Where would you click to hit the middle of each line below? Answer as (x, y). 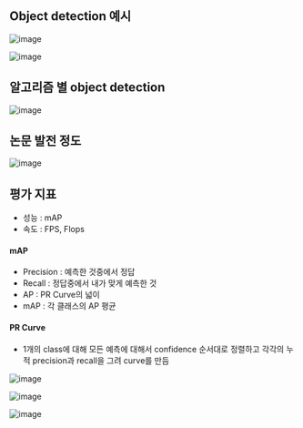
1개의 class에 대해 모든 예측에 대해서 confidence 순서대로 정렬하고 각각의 (153, 349)
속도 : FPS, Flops (53, 229)
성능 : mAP (42, 218)
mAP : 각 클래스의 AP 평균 (69, 306)
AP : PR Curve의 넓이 (61, 295)
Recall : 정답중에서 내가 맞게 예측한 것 (90, 283)
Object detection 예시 (71, 16)
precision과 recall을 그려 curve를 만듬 (101, 360)
